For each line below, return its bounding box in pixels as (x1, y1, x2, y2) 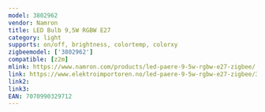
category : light (8, 33, 62, 42)
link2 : (8, 77, 30, 85)
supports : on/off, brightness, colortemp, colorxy (8, 41, 178, 49)
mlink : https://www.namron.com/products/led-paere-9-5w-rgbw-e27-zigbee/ (8, 63, 256, 71)
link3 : (8, 84, 30, 93)
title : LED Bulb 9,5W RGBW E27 (8, 26, 111, 34)
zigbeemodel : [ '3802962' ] (8, 48, 93, 56)
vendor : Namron (8, 19, 58, 27)
